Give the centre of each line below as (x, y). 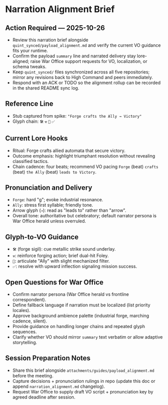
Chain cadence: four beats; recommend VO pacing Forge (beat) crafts (86, 167)
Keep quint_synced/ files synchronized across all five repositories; (81, 72)
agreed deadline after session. (44, 397)
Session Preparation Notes (48, 358)
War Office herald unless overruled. (49, 221)
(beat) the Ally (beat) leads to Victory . (54, 172)
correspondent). (29, 300)
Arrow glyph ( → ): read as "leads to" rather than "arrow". (69, 210)
